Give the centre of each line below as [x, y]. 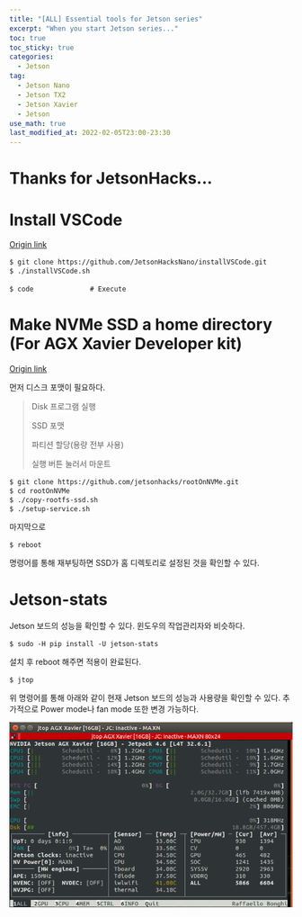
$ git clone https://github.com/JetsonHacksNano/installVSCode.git [138, 262]
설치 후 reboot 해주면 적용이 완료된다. [75, 662]
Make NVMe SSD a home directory [141, 325]
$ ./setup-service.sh [50, 509]
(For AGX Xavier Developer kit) [126, 344]
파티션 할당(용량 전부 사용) [77, 445]
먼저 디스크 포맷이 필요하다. [58, 388]
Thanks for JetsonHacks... [111, 179]
